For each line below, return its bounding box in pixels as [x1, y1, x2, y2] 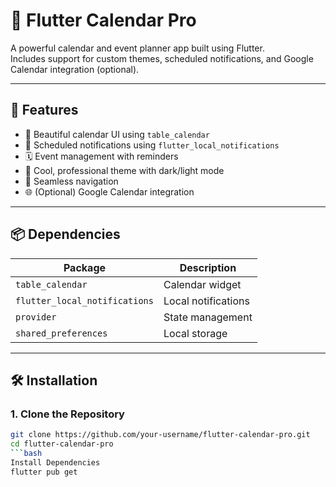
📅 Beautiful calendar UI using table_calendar [24, 128, 210, 140]
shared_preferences [15, 327, 108, 339]
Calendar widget [163, 277, 242, 291]
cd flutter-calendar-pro [10, 439, 114, 449]
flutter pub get [10, 467, 78, 477]
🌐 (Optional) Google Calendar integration [24, 185, 195, 198]
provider [15, 311, 57, 323]
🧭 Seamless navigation [24, 175, 119, 187]
